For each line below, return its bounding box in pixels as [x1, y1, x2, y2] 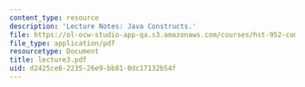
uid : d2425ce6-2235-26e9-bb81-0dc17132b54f [9, 64, 177, 73]
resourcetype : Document [9, 47, 100, 56]
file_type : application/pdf [9, 38, 116, 48]
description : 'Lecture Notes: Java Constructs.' [9, 22, 197, 31]
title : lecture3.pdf [9, 55, 88, 64]
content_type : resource [9, 13, 100, 23]
